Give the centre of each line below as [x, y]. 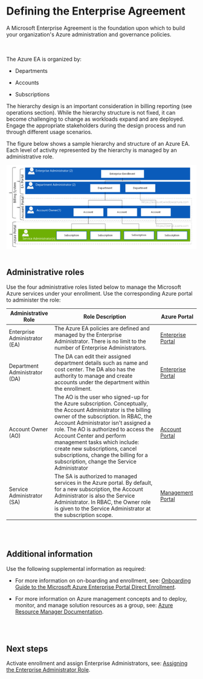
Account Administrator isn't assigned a [102, 422]
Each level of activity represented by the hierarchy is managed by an [92, 150]
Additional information [50, 554]
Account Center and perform [90, 436]
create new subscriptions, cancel [95, 448]
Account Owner [28, 429]
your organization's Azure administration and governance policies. [89, 34]
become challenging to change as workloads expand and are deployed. [95, 119]
